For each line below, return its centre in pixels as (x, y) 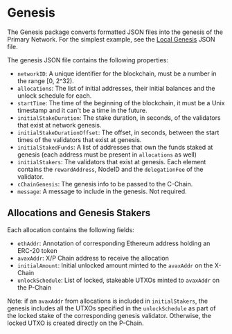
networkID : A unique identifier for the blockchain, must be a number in (117, 73)
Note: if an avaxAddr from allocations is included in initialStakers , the (108, 301)
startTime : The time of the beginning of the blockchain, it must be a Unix (121, 103)
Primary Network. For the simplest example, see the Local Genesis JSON (111, 39)
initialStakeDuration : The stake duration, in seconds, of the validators (119, 117)
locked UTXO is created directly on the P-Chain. (75, 323)
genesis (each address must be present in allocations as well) (107, 155)
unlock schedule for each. (54, 96)
